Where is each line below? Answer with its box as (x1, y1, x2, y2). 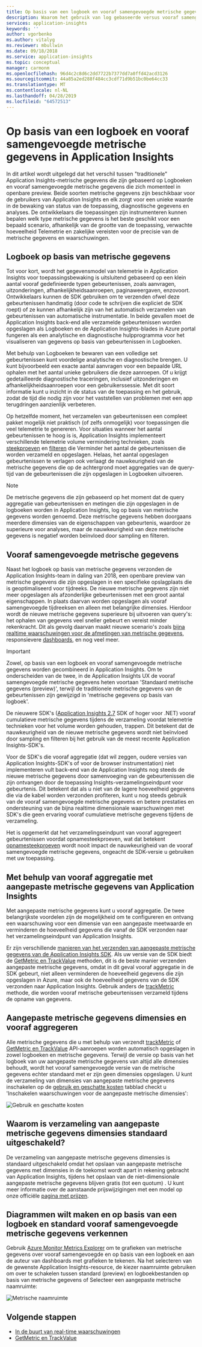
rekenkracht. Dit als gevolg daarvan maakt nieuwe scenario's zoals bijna (6, 623, 185, 631)
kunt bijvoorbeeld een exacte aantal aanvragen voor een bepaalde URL (6, 362, 182, 370)
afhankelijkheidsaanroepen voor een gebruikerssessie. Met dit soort (6, 382, 175, 389)
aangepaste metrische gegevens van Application (6, 882, 194, 892)
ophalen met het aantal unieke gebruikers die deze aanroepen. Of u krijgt (6, 369, 188, 376)
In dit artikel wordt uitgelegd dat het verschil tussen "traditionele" (6, 170, 168, 177)
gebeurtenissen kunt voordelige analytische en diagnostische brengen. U (6, 356, 188, 364)
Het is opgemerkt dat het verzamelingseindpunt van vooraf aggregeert (6, 829, 182, 836)
